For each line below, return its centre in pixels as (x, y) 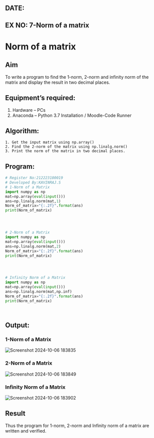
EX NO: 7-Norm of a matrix (47, 25)
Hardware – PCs (29, 110)
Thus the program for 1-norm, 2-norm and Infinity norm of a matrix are (77, 426)
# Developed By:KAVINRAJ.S (33, 183)
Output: (17, 326)
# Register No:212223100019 (34, 178)
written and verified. (26, 431)
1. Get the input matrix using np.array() (50, 142)
